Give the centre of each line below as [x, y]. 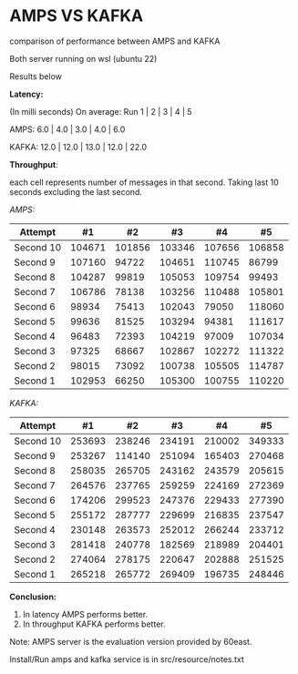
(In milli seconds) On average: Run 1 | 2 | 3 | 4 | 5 [101, 111]
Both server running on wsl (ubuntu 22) [83, 58]
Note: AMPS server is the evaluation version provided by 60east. [131, 641]
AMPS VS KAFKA [77, 16]
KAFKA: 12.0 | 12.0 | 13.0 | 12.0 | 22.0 [78, 147]
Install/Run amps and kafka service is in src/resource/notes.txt [127, 659]
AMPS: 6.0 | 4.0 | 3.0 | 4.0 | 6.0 [67, 129]
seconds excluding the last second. [76, 191]
